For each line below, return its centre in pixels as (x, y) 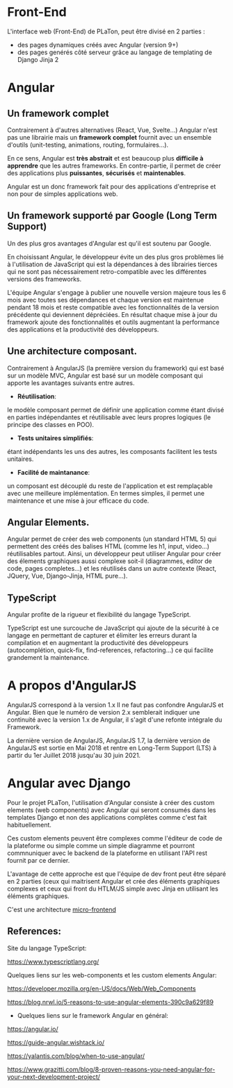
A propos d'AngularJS (72, 686)
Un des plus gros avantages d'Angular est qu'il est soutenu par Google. (109, 243)
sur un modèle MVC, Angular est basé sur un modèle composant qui (105, 375)
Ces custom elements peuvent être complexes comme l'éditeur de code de (115, 838)
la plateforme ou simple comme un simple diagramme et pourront (101, 846)
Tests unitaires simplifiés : (55, 438)
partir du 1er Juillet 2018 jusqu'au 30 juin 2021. (74, 756)
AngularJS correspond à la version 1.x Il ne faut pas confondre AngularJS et (115, 705)
